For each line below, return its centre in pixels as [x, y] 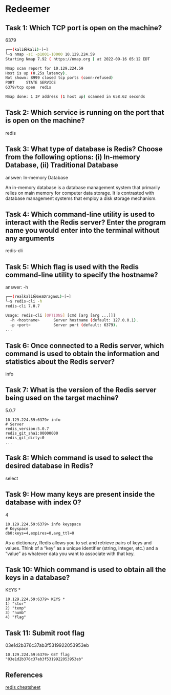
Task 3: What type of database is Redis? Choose [84, 149]
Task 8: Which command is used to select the [79, 458]
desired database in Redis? [49, 466]
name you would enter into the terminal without [82, 230]
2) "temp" [16, 608]
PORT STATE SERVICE [31, 83]
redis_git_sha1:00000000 [32, 433]
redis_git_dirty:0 [25, 438]
